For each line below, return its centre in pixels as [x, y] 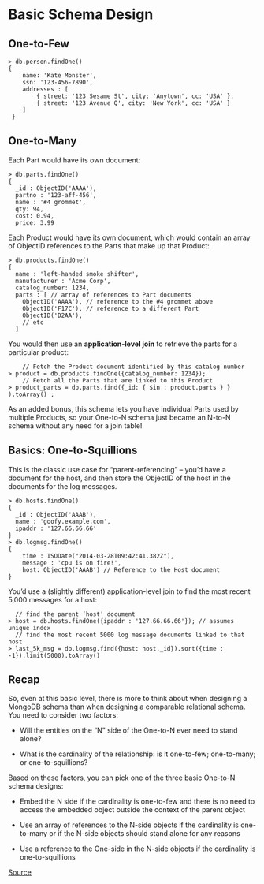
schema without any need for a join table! [75, 425]
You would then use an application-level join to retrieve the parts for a [123, 344]
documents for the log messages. [63, 486]
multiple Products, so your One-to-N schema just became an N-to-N [119, 417]
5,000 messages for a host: [53, 599]
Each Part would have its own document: [74, 160]
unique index [30, 628]
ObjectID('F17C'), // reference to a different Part [111, 308]
